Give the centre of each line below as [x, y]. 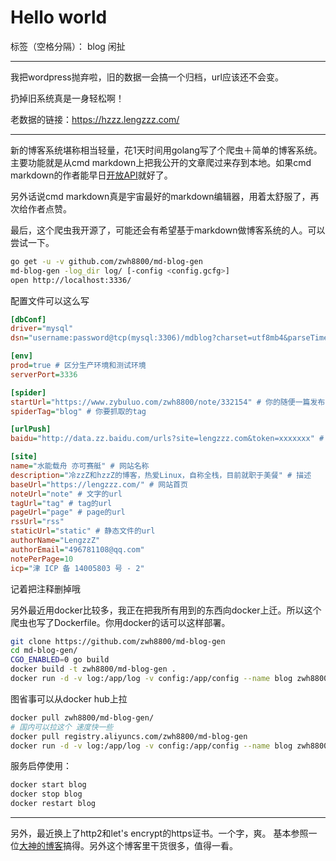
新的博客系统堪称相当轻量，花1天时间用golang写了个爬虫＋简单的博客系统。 [166, 150]
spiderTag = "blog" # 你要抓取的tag [78, 411]
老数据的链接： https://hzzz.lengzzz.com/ [95, 119]
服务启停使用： [41, 766]
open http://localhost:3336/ [71, 280]
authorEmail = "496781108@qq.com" [77, 549]
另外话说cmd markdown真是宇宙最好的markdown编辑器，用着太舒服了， [160, 196]
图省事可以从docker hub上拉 [69, 698]
